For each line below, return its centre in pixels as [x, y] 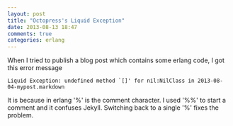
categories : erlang [36, 40]
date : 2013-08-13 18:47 [42, 27]
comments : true [30, 34]
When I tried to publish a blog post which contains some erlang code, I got [116, 60]
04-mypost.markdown [36, 87]
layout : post [27, 14]
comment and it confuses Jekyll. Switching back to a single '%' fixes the [113, 108]
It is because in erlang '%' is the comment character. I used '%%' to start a [117, 101]
